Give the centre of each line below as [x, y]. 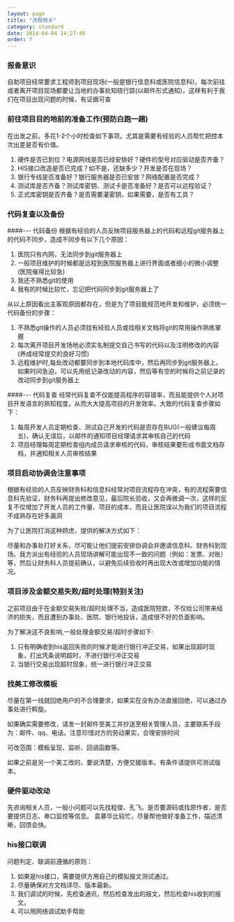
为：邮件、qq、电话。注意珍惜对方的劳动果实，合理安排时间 [93, 732]
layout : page [26, 14]
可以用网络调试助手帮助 [51, 911]
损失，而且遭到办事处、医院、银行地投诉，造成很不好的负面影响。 [114, 617]
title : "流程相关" [32, 20]
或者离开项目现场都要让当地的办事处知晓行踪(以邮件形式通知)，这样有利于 [113, 91]
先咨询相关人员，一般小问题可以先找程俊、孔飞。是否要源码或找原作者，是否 [117, 807]
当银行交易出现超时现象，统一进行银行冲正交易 [84, 664]
